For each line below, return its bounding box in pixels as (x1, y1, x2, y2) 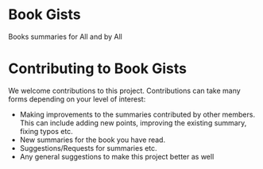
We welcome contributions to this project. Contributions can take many (8, 86, 241, 95)
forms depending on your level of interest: (8, 94, 146, 104)
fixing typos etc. (19, 126, 73, 136)
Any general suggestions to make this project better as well (19, 152, 215, 161)
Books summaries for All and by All (8, 32, 123, 41)
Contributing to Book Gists (8, 60, 187, 78)
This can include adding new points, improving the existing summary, (19, 117, 247, 128)
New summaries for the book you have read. (19, 135, 165, 144)
